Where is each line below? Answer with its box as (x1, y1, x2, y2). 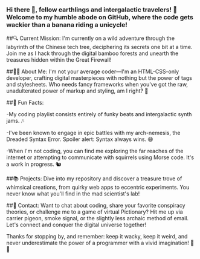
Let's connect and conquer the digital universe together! (6, 221, 147, 229)
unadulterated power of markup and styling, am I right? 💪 (6, 87, 149, 94)
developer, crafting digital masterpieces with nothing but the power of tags (6, 74, 192, 82)
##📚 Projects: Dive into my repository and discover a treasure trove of (6, 175, 182, 182)
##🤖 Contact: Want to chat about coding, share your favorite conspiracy (6, 202, 185, 209)
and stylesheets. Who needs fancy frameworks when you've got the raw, (6, 81, 189, 88)
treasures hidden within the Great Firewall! (6, 56, 112, 64)
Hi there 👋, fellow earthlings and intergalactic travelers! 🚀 (6, 5, 178, 14)
